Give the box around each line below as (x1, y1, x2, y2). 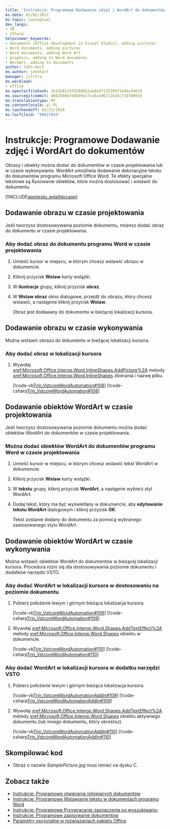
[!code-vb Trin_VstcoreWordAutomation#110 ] (12, 646, 105, 652)
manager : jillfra (5, 74, 42, 79)
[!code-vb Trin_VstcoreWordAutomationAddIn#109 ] (12, 692, 119, 699)
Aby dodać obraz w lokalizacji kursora (5, 350, 102, 357)
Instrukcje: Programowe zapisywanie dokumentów (12, 812, 119, 819)
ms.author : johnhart (5, 70, 49, 75)
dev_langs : (5, 21, 29, 27)
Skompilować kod (5, 748, 63, 757)
